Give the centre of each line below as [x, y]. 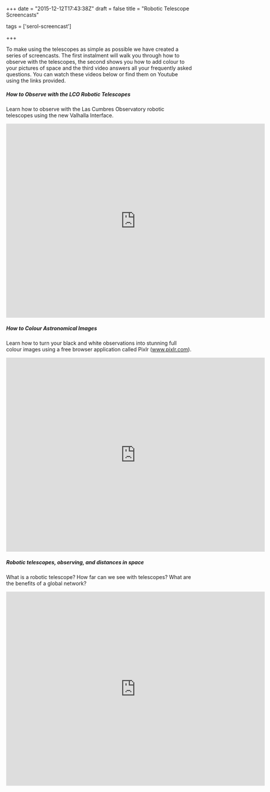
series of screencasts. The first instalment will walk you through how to [93, 55]
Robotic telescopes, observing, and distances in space [75, 562]
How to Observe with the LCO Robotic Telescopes [69, 94]
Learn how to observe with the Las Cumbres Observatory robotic [85, 109]
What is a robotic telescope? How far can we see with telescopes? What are [99, 577]
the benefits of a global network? [46, 583]
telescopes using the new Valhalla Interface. [60, 115]
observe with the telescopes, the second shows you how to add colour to [95, 62]
